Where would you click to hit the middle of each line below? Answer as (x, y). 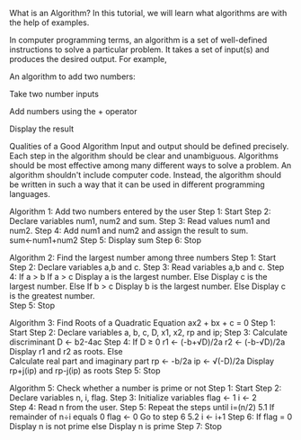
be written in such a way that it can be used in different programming (137, 184)
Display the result (42, 129)
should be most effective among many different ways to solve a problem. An (150, 165)
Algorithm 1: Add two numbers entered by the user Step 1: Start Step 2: (140, 211)
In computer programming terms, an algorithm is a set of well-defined (138, 40)
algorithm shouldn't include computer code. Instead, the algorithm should (145, 175)
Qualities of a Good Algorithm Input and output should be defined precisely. (149, 146)
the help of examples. (49, 22)
